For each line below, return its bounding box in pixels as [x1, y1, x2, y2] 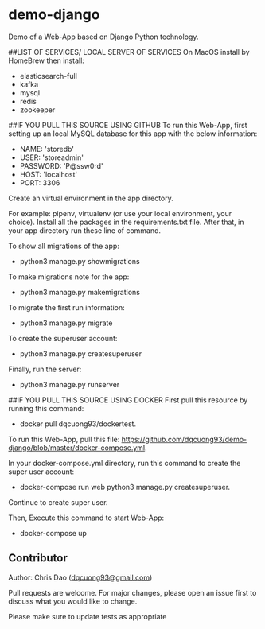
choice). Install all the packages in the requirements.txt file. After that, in [8, 217, 244, 227]
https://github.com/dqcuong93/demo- [121, 434, 247, 444]
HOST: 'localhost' [19, 169, 78, 179]
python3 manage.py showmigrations [19, 256, 141, 266]
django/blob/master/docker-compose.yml [8, 443, 146, 452]
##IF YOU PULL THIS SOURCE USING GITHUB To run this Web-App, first [8, 120, 247, 130]
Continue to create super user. [8, 497, 108, 507]
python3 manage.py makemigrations [19, 287, 141, 297]
